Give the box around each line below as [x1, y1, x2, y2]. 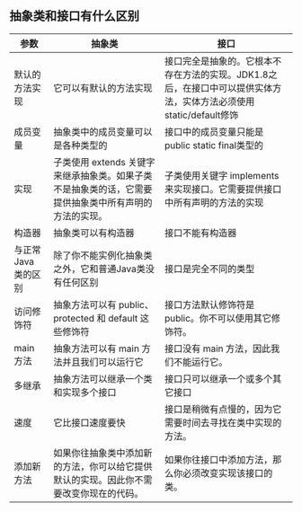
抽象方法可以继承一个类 [53, 372, 153, 384]
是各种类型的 [53, 138, 108, 151]
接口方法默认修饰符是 [164, 298, 255, 311]
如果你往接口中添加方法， [164, 453, 273, 465]
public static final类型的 [164, 138, 263, 151]
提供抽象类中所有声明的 [53, 196, 153, 208]
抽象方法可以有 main [53, 342, 139, 355]
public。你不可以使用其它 [164, 312, 272, 324]
